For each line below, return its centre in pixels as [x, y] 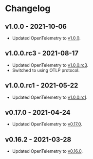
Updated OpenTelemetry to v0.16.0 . [47, 151]
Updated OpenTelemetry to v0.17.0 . [47, 124]
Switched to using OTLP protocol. [46, 70]
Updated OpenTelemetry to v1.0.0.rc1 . [50, 97]
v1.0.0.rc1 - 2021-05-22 [42, 86]
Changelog [28, 9]
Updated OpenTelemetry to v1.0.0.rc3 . [50, 65]
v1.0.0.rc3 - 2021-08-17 [42, 53]
